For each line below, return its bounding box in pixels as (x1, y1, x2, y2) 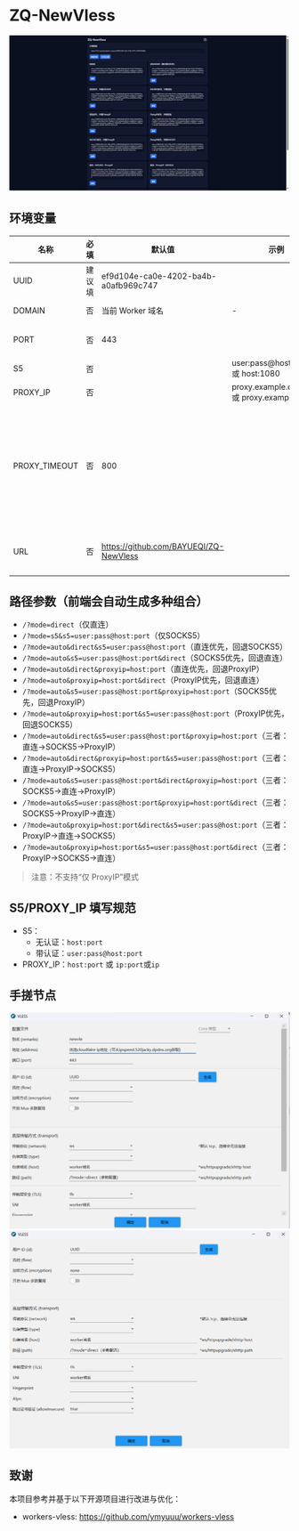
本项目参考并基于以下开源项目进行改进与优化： (9, 1493, 181, 1504)
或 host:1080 (231, 369, 280, 379)
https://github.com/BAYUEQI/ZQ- (101, 541, 224, 552)
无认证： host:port (35, 936, 104, 948)
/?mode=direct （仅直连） (21, 620, 114, 630)
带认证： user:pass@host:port (35, 948, 143, 959)
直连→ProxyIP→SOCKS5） (21, 764, 121, 774)
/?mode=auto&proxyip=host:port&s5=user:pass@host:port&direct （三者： (21, 842, 289, 853)
